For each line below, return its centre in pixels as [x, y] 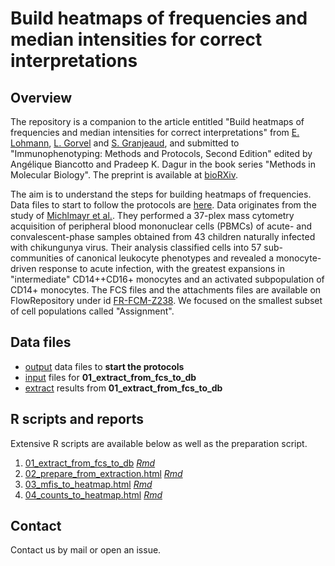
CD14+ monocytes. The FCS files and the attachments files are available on [166, 290]
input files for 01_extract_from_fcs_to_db [110, 377]
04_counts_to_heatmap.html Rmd [93, 494]
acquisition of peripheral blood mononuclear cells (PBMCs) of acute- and [161, 226]
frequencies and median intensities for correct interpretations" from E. [155, 132]
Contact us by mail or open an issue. [86, 550]
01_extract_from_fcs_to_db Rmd [90, 463]
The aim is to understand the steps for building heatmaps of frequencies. [161, 194]
